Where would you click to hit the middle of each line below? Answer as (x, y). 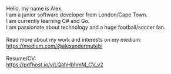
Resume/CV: (21, 58)
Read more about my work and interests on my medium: (74, 40)
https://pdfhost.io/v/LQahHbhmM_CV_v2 (55, 65)
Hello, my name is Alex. (34, 9)
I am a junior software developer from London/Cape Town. (77, 15)
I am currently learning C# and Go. (48, 21)
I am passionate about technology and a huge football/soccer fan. (86, 27)
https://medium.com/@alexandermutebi (54, 46)
